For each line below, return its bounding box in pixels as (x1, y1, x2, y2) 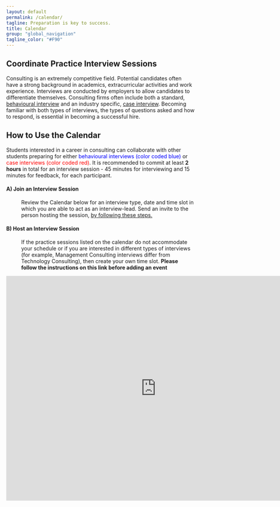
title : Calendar (6, 25, 47, 32)
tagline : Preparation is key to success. (6, 20, 111, 26)
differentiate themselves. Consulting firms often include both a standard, (6, 93, 185, 101)
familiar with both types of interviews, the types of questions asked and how (6, 106, 195, 114)
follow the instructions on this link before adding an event (21, 264, 168, 271)
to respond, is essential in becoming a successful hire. (6, 113, 141, 120)
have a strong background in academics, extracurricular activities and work (6, 81, 193, 88)
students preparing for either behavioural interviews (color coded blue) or (6, 152, 188, 159)
